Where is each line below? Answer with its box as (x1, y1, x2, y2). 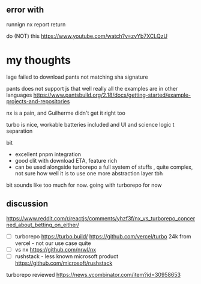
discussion (6, 199, 49, 209)
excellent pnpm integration (14, 150, 82, 158)
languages (6, 91, 32, 98)
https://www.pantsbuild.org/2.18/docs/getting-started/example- (33, 91, 191, 98)
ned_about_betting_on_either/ (6, 221, 79, 228)
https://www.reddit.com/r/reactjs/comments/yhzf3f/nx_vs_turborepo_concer (6, 214, 196, 222)
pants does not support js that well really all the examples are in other (6, 85, 178, 92)
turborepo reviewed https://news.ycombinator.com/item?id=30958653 (6, 271, 181, 278)
